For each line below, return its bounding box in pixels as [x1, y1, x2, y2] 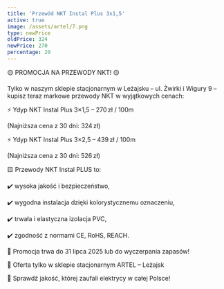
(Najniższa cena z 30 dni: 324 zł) [7, 121, 101, 130]
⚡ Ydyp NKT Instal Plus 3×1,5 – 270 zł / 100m [7, 105, 134, 114]
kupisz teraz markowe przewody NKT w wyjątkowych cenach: [7, 91, 185, 100]
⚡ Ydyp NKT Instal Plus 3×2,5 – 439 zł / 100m [7, 135, 136, 143]
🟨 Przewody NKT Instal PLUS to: [7, 165, 102, 173]
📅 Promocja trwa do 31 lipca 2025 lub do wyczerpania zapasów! [7, 247, 190, 255]
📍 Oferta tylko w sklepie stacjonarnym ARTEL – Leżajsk [7, 261, 165, 269]
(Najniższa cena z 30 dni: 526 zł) [7, 151, 101, 159]
